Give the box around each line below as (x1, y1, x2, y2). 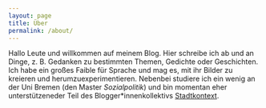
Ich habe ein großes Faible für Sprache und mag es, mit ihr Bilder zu (8, 66, 233, 75)
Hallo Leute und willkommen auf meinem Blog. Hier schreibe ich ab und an (8, 49, 255, 58)
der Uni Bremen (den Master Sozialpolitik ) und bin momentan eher (8, 82, 228, 92)
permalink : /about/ (8, 26, 74, 34)
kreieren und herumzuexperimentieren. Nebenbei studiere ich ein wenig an (8, 74, 256, 84)
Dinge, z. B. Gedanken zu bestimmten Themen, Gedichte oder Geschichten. (8, 57, 259, 66)
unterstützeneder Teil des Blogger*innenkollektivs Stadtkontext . (8, 91, 220, 101)
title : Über (8, 19, 48, 27)
